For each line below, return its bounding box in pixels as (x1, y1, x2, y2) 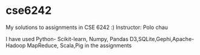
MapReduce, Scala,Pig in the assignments (27, 42, 132, 49)
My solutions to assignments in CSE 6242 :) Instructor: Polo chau (5, 24, 168, 31)
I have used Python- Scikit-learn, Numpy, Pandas (5, 35, 128, 42)
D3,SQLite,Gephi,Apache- (129, 35, 195, 42)
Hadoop (5, 42, 26, 49)
